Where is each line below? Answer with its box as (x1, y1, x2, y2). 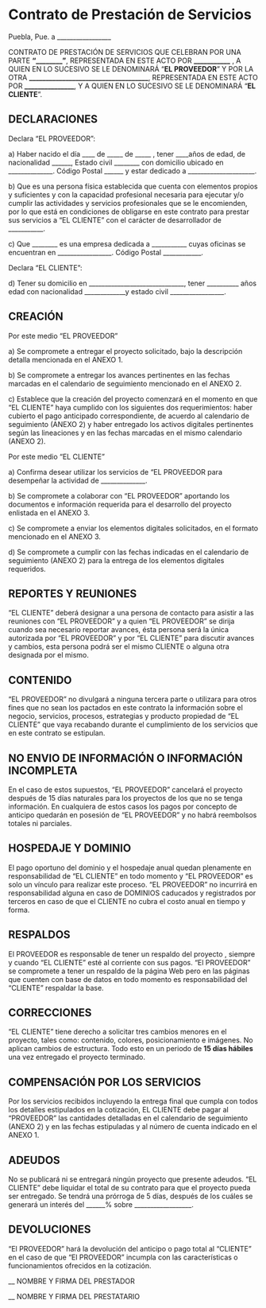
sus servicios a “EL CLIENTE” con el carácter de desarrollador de (8, 215, 222, 224)
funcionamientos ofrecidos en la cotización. (8, 1260, 152, 1270)
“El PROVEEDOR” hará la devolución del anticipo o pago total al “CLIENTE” (8, 1244, 252, 1253)
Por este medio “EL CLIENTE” (8, 452, 106, 461)
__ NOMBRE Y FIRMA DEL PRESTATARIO (8, 1291, 141, 1301)
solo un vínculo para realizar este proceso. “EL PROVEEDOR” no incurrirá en (8, 879, 258, 889)
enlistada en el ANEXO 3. (8, 507, 91, 518)
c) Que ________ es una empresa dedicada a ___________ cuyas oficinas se (8, 239, 246, 248)
